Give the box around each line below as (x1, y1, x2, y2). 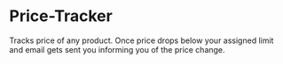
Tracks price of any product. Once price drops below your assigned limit (9, 35, 274, 46)
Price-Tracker (9, 6, 113, 26)
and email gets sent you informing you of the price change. (9, 44, 225, 54)
